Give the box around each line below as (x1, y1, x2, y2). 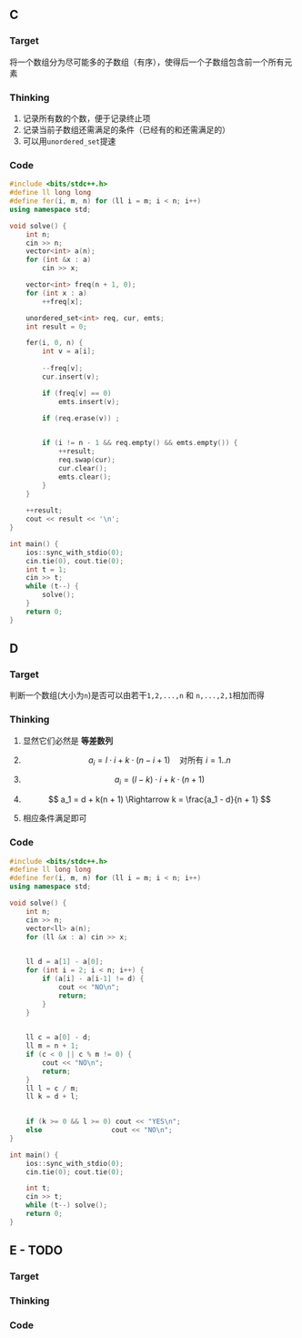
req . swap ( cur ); (57, 455, 116, 465)
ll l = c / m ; (25, 1083, 79, 1093)
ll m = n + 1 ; (25, 1041, 79, 1050)
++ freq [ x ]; (42, 297, 84, 306)
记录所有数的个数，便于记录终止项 (22, 113, 151, 124)
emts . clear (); (57, 472, 112, 481)
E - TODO (9, 1242, 64, 1259)
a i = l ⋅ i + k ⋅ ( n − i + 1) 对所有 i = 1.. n (87, 755, 232, 767)
